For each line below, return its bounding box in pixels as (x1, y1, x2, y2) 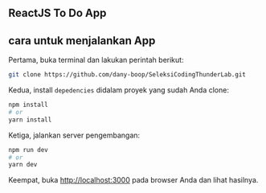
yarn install (8, 116, 52, 124)
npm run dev (8, 146, 48, 154)
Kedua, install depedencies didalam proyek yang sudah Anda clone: (8, 85, 229, 95)
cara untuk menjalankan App (8, 34, 156, 47)
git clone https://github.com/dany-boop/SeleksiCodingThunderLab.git (8, 71, 247, 79)
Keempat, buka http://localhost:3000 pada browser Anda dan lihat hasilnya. (8, 175, 259, 185)
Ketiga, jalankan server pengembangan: (8, 130, 141, 140)
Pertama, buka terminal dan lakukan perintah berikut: (8, 55, 184, 65)
